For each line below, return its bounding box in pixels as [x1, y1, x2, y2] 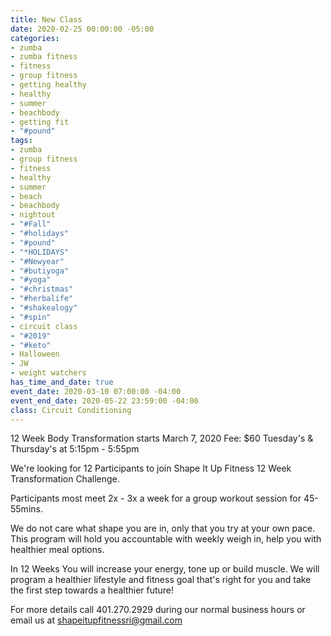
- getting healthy [10, 80, 87, 90]
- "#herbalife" [10, 294, 74, 304]
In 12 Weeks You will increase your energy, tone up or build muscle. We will [10, 563, 320, 575]
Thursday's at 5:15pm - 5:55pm [10, 443, 140, 455]
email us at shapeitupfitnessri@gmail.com [10, 614, 183, 626]
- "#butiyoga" [10, 266, 70, 276]
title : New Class [10, 14, 83, 25]
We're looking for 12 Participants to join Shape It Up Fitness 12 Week [10, 462, 292, 475]
